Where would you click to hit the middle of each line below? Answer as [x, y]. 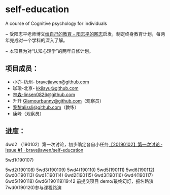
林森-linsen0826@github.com [44, 94]
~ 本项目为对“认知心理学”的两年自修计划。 [49, 51]
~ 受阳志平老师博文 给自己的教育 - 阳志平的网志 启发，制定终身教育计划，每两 [85, 34]
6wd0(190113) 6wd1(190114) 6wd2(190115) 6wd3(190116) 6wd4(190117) [79, 175]
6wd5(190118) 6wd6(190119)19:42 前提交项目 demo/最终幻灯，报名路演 [79, 181]
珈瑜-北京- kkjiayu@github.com [45, 88]
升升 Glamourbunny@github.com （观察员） [58, 101]
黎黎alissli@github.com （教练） [46, 107]
